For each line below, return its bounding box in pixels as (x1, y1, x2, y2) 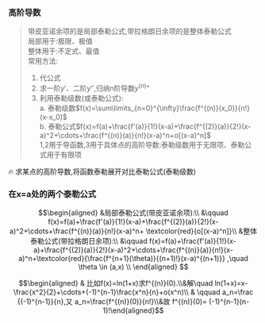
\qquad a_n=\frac (197, 287, 254, 297)
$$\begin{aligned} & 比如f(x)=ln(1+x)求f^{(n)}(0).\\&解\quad (18, 279, 213, 288)
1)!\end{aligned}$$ (102, 306, 164, 315)
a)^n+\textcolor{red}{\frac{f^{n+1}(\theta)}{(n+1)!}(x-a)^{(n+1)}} (18, 254, 226, 263)
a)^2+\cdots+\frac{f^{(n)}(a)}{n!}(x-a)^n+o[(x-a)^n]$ (39, 130, 212, 140)
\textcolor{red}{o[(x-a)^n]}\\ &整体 (145, 226, 258, 236)
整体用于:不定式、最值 (27, 46, 100, 56)
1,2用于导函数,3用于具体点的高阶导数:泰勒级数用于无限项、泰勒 (39, 140, 245, 149)
